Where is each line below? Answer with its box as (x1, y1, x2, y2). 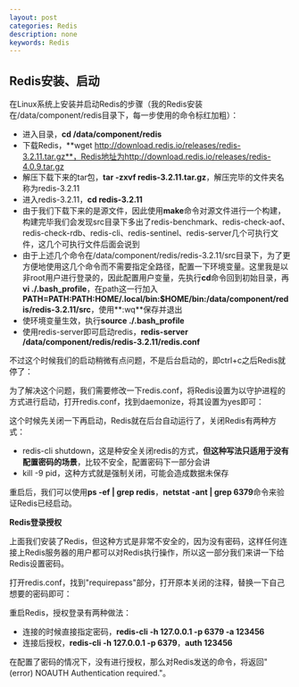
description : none (9, 29, 78, 38)
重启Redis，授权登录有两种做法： (9, 607, 132, 618)
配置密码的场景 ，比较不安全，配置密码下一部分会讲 (21, 457, 211, 467)
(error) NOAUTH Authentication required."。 (9, 667, 171, 679)
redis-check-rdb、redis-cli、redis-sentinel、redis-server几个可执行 (21, 228, 271, 239)
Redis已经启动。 (16, 498, 78, 509)
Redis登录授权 (9, 517, 62, 528)
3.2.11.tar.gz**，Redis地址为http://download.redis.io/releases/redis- (21, 151, 271, 162)
